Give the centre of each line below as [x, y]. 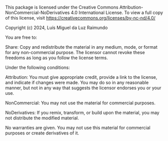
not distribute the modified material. [42, 118]
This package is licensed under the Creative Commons [62, 7]
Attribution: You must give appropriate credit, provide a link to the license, [81, 77]
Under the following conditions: [38, 67]
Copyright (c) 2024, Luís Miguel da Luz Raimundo [56, 28]
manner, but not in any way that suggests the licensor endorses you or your [83, 88]
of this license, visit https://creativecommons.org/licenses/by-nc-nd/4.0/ [80, 18]
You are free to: [21, 37]
